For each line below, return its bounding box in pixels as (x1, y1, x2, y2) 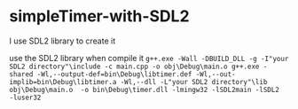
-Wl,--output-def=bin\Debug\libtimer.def (36, 69, 192, 79)
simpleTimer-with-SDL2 (9, 6, 190, 27)
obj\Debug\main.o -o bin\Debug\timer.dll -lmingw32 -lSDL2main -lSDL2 (9, 85, 279, 94)
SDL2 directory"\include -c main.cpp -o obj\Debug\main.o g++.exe (9, 62, 260, 71)
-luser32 (9, 93, 42, 102)
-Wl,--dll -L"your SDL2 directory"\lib (120, 77, 268, 86)
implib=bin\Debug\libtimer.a (9, 77, 117, 86)
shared (9, 69, 34, 79)
